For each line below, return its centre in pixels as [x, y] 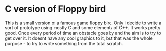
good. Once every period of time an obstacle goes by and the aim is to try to [83, 33]
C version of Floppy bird [55, 9]
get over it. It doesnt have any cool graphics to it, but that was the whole [79, 38]
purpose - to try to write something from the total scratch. [64, 43]
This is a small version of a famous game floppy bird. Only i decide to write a [83, 23]
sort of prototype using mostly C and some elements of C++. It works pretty [83, 27]
